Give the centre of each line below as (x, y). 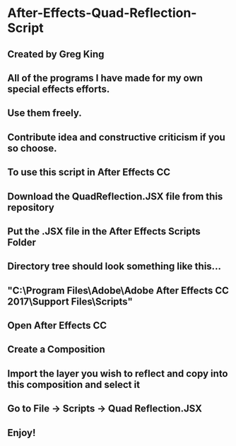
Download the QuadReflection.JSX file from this (115, 196)
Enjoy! (22, 433)
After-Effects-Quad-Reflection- (102, 13)
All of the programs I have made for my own (105, 78)
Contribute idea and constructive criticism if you (117, 137)
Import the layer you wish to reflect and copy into (118, 374)
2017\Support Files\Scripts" (70, 301)
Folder (22, 242)
